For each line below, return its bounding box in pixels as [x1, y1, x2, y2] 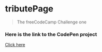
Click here [5, 42, 26, 48]
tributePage [5, 3, 54, 14]
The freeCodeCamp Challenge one [16, 19, 87, 25]
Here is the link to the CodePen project [5, 31, 98, 38]
